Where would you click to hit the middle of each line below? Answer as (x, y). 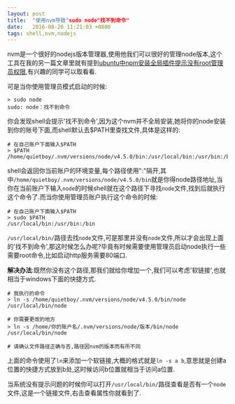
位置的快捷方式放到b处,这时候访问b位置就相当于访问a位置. (91, 370)
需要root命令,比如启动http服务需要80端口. (67, 255)
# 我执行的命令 (26, 294)
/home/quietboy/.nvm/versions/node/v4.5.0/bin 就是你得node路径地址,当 (118, 180)
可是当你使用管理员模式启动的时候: (57, 87)
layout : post (26, 14)
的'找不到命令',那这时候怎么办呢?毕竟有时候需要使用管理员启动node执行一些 (116, 247)
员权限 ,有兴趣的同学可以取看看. (52, 72)
